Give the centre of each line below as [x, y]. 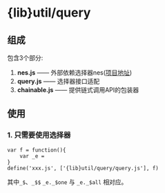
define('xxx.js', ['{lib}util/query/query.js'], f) [83, 168]
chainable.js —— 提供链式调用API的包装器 [78, 90]
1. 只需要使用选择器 [39, 135]
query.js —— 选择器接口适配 [58, 81]
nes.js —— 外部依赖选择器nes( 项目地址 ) [75, 73]
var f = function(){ [37, 150]
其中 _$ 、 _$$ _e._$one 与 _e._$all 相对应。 [67, 182]
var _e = [32, 156]
